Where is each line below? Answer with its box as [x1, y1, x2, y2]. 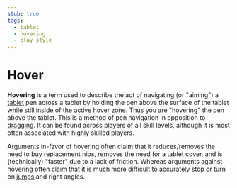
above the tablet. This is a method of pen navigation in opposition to [7, 114, 206, 122]
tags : [7, 17, 23, 24]
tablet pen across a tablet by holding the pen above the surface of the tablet [7, 99, 229, 107]
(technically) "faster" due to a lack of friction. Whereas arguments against [7, 157, 223, 166]
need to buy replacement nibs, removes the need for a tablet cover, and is [7, 150, 223, 158]
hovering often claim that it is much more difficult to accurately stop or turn [7, 165, 226, 174]
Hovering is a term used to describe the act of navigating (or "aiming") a [7, 91, 219, 99]
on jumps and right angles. [7, 172, 85, 181]
